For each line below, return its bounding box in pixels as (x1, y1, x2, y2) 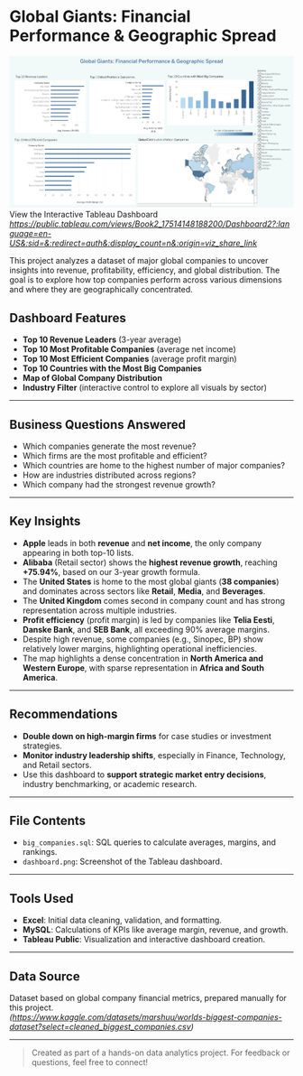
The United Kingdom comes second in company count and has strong (22, 595, 286, 606)
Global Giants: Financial (9, 6, 191, 27)
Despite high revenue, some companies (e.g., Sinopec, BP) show (22, 634, 264, 645)
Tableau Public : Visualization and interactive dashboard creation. (22, 934, 266, 945)
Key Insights (9, 514, 81, 529)
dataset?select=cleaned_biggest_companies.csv (9, 1022, 191, 1033)
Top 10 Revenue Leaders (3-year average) (22, 334, 182, 345)
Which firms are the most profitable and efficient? (22, 450, 207, 461)
